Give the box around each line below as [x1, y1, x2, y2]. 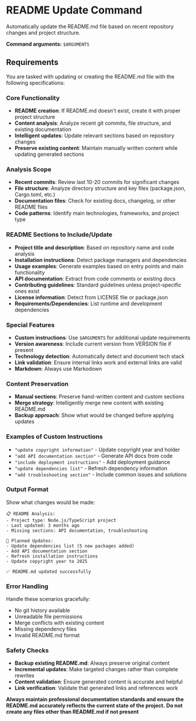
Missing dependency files [14, 626, 77, 633]
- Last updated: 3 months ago [6, 522, 80, 528]
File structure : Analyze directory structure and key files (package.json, [14, 185, 186, 192]
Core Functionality [6, 94, 60, 102]
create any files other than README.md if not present [6, 708, 139, 715]
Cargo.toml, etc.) [14, 191, 56, 198]
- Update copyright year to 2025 [6, 558, 88, 564]
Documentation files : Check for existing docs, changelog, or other [14, 197, 176, 204]
